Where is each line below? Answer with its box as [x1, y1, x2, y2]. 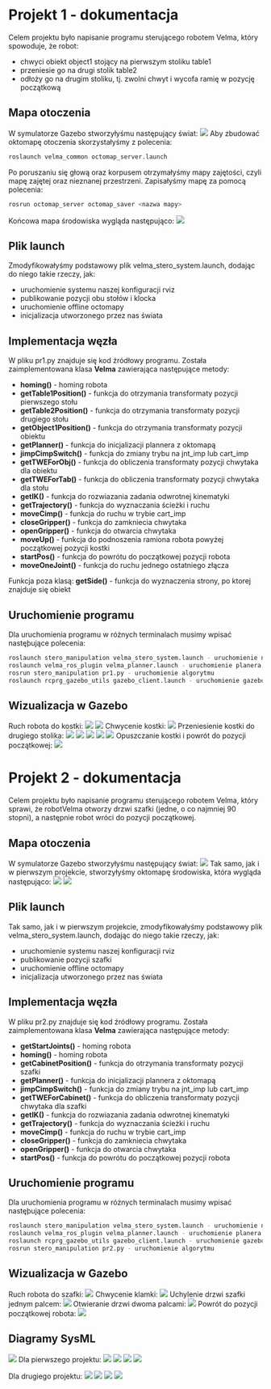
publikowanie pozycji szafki [19, 955, 112, 964]
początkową [19, 83, 61, 92]
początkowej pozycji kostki [19, 544, 110, 553]
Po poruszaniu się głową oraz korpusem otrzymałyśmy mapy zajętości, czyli [8, 167, 262, 177]
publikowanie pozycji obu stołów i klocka [19, 294, 156, 303]
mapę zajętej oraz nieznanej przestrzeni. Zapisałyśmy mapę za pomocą [8, 176, 246, 185]
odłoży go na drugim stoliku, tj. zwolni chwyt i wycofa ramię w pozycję [19, 74, 256, 83]
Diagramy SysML [8, 1332, 96, 1346]
